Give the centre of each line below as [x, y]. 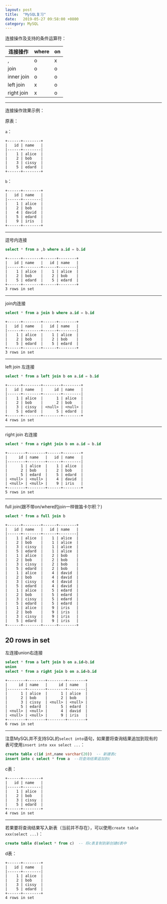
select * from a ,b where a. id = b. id [45, 250]
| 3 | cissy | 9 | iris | [42, 616]
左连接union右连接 [24, 653]
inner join [19, 77]
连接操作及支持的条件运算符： [36, 38]
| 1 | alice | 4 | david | [42, 573]
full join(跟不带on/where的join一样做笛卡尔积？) [54, 506]
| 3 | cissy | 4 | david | [42, 582]
